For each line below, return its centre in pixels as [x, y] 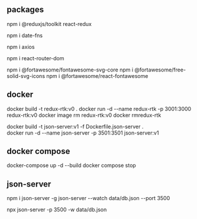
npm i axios [21, 47]
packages [25, 10]
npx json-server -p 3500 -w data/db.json [57, 210]
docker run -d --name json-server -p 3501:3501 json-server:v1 [83, 133]
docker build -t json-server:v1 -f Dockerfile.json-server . [75, 126]
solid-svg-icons [26, 76]
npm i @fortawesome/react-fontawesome [97, 76]
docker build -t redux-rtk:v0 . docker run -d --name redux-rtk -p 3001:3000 [99, 109]
